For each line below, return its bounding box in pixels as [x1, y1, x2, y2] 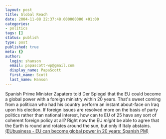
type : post [5, 40, 28, 45]
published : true [5, 44, 39, 49]
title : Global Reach [5, 12, 48, 17]
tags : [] [5, 30, 23, 35]
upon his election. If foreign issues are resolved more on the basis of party [5, 106, 159, 112]
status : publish [5, 35, 39, 40]
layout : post [5, 7, 32, 12]
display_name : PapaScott [9, 68, 61, 73]
